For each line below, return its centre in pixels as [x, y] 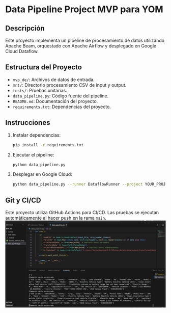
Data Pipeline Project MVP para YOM [84, 9]
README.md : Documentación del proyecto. [55, 101]
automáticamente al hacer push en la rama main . [56, 218]
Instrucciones [28, 123]
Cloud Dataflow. [22, 51]
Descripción [25, 28]
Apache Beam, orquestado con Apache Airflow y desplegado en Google [81, 46]
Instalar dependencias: [37, 135]
